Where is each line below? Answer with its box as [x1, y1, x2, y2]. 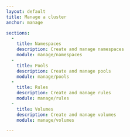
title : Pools [16, 63, 49, 68]
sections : [6, 30, 30, 36]
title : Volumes [16, 106, 54, 112]
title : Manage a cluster [6, 14, 67, 20]
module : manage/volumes [16, 117, 75, 123]
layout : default [6, 8, 46, 15]
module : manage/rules [16, 95, 69, 101]
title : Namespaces [16, 41, 61, 47]
